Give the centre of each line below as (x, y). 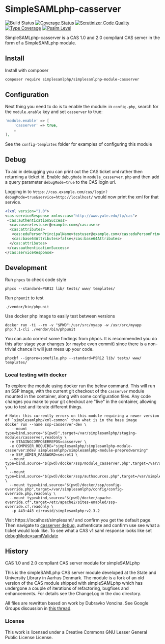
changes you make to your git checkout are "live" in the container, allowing (81, 402)
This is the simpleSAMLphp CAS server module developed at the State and (81, 573)
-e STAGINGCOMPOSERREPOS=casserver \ (48, 442)
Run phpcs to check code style (36, 280)
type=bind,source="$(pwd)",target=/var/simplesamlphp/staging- (71, 433)
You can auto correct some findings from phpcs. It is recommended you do (81, 339)
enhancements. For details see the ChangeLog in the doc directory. (73, 594)
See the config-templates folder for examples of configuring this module (79, 144)
